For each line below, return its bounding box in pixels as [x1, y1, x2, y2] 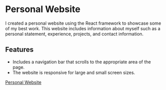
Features [5, 45, 34, 54]
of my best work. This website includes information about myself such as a [5, 25, 161, 31]
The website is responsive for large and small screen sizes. [12, 69, 135, 75]
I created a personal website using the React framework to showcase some [5, 20, 161, 26]
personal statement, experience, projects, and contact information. [5, 31, 144, 37]
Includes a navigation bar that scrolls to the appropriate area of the [12, 59, 151, 65]
